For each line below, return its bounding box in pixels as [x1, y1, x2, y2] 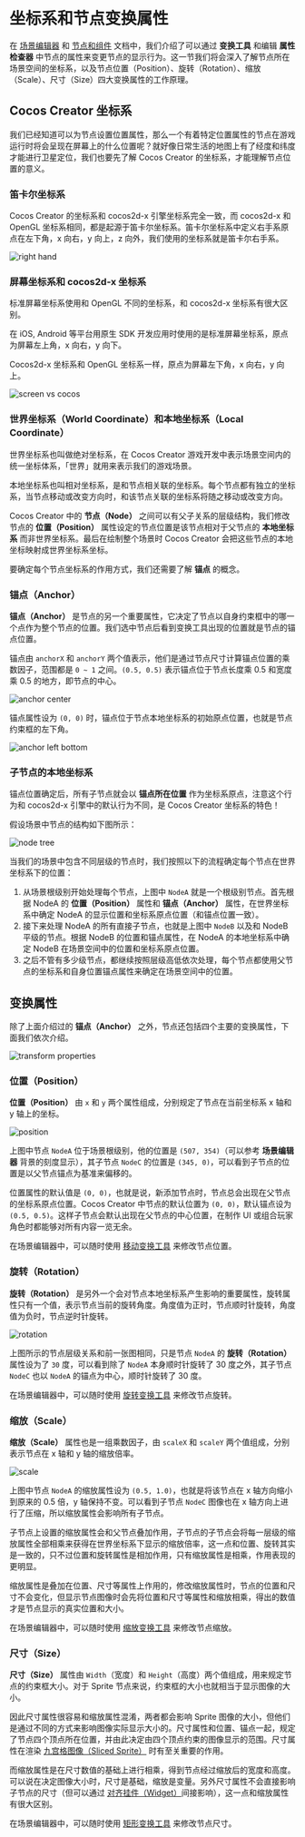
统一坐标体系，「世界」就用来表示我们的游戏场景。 [9, 460, 197, 471]
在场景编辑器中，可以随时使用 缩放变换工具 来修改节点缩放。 [9, 1622, 237, 1633]
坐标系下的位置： [9, 868, 74, 879]
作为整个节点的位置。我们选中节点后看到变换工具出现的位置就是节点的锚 [25, 622, 296, 633]
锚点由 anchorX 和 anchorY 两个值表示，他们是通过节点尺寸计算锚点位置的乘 [9, 653, 290, 663]
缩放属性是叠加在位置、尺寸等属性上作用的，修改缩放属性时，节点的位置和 [9, 1580, 288, 1591]
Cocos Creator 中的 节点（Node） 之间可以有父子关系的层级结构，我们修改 [9, 510, 290, 521]
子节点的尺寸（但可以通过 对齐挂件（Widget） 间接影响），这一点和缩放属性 [9, 1787, 290, 1798]
